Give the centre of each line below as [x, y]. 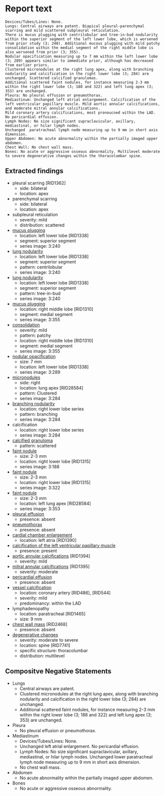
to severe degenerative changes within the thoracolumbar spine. [74, 156]
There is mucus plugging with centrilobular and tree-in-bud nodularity [82, 35]
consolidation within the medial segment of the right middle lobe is [79, 47]
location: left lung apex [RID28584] [55, 503]
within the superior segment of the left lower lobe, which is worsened [82, 39]
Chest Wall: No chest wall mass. [40, 147]
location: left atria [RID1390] [48, 540]
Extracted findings [34, 171]
